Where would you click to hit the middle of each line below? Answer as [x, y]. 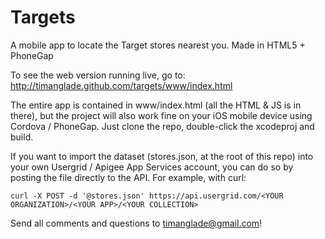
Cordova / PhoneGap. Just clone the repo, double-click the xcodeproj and [162, 126]
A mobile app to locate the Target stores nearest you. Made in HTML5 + [158, 45]
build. [22, 137]
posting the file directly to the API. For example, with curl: [128, 177]
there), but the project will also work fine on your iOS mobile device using [161, 115]
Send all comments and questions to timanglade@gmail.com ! [136, 223]
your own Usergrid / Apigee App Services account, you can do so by [152, 167]
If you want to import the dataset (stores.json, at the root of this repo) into [162, 156]
